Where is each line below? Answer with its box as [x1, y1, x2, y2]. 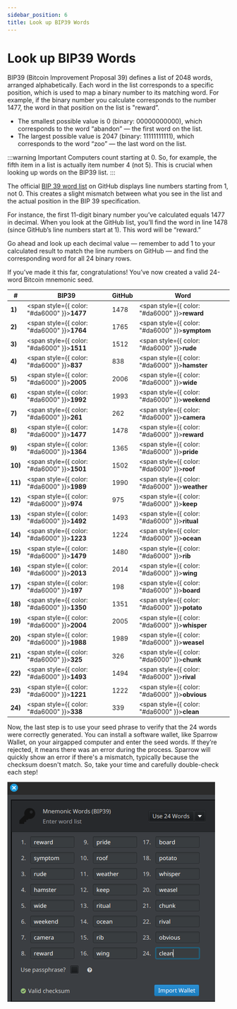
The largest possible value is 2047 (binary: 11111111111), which [17, 132, 195, 141]
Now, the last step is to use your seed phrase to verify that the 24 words [7, 723, 217, 732]
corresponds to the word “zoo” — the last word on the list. [17, 140, 187, 148]
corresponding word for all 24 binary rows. [7, 254, 132, 263]
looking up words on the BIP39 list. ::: [7, 168, 116, 177]
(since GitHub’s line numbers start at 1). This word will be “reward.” [7, 226, 201, 234]
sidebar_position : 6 [7, 11, 68, 18]
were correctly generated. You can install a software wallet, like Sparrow [7, 731, 218, 739]
